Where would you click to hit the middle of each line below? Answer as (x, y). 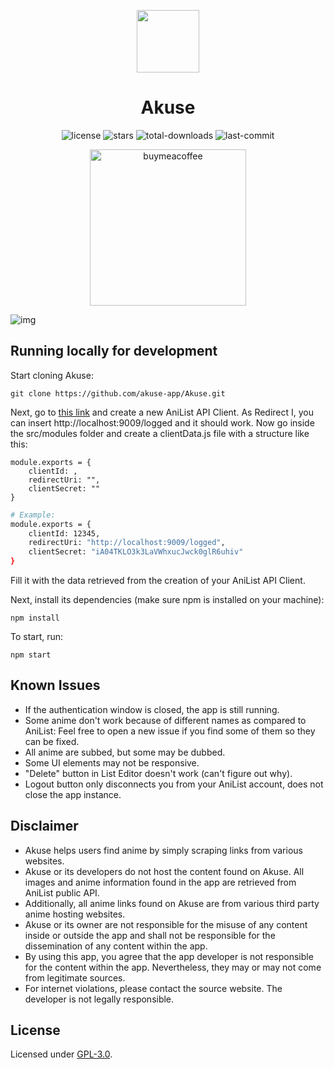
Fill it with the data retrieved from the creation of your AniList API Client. (158, 580)
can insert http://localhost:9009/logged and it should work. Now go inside (162, 422)
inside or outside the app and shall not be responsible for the (150, 935)
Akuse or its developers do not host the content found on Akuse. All (164, 871)
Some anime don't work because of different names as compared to (165, 720)
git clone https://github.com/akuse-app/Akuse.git (118, 393)
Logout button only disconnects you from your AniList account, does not (174, 784)
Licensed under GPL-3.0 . (61, 1054)
